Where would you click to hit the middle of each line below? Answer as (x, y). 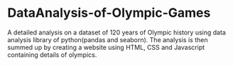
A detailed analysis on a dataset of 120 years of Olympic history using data (116, 32)
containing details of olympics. (52, 55)
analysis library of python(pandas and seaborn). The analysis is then (108, 39)
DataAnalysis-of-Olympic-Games (109, 13)
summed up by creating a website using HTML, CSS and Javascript (106, 47)
